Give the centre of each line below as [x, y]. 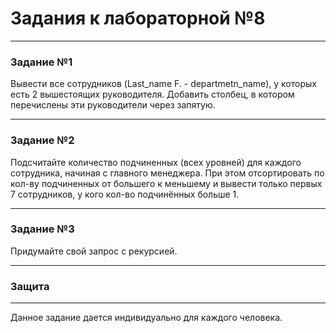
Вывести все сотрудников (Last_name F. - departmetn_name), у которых [163, 84]
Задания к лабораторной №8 [138, 18]
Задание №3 [42, 229]
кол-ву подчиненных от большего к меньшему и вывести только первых [166, 183]
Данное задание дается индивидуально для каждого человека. [146, 318]
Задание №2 [42, 140]
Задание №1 [41, 62]
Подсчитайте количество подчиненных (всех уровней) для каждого [156, 162]
